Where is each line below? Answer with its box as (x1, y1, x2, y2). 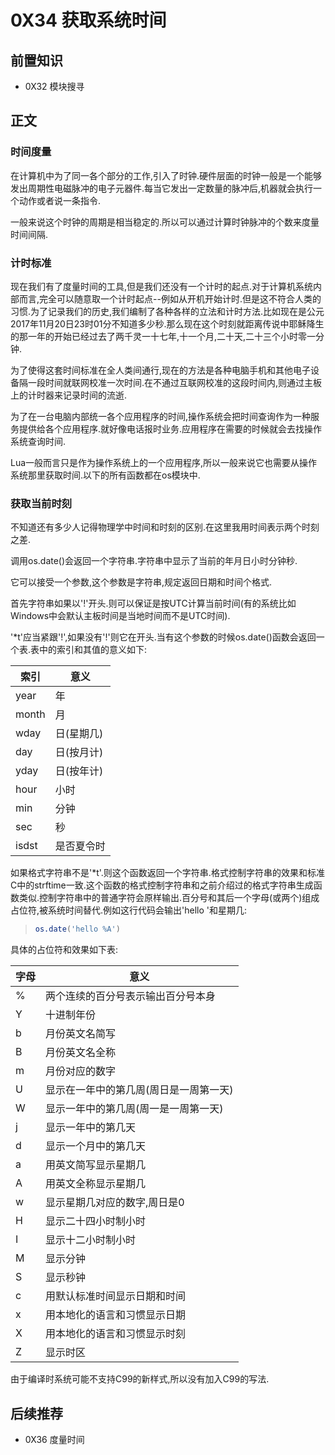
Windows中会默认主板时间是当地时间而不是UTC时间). (10, 610, 231, 622)
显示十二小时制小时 (45, 1233, 137, 1247)
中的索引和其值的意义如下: (39, 644, 148, 656)
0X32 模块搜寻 (24, 81, 85, 92)
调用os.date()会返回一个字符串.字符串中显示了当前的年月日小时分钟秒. (10, 555, 298, 567)
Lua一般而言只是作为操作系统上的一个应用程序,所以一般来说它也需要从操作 (10, 456, 318, 468)
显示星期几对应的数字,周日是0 (45, 1196, 185, 1210)
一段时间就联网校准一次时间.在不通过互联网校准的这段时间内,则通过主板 (27, 376, 323, 388)
